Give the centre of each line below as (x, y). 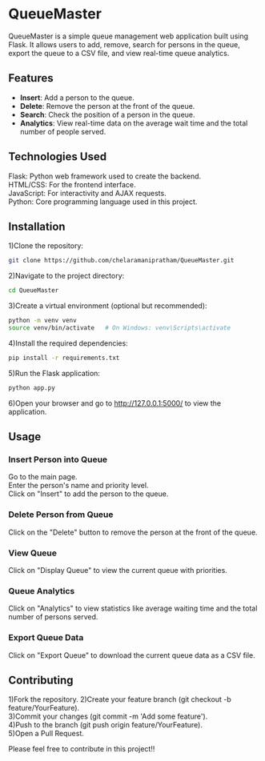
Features (31, 78)
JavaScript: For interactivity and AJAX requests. (87, 193)
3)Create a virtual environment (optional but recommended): (108, 306)
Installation (37, 226)
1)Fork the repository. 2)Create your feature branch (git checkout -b (120, 699)
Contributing (41, 680)
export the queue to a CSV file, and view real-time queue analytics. (119, 53)
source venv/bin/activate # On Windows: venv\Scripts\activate (119, 328)
